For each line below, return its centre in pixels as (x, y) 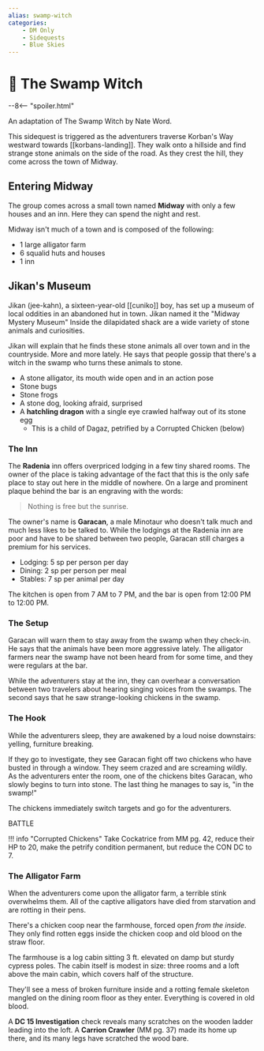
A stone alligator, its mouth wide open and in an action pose (117, 378)
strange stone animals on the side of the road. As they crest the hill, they (126, 153)
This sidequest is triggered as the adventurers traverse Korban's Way (121, 137)
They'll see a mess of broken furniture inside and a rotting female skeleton (129, 989)
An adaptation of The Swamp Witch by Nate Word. (90, 121)
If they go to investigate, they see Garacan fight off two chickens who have (130, 759)
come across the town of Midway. (63, 162)
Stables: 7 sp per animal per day (72, 578)
